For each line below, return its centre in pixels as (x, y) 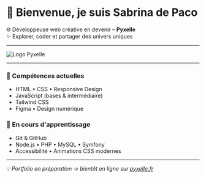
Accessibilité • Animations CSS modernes (68, 151)
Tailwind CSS (32, 102)
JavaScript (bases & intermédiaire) (59, 96)
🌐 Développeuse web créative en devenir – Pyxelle (71, 29)
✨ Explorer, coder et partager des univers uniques (70, 36)
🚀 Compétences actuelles (45, 76)
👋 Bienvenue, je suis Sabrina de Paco (102, 13)
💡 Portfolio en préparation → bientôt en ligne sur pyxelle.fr (80, 168)
